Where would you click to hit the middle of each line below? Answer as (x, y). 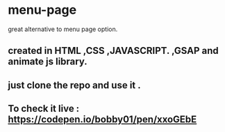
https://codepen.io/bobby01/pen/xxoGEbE (102, 120)
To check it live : (44, 109)
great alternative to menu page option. (63, 29)
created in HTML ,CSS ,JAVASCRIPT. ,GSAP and (114, 51)
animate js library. (48, 62)
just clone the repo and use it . (74, 85)
